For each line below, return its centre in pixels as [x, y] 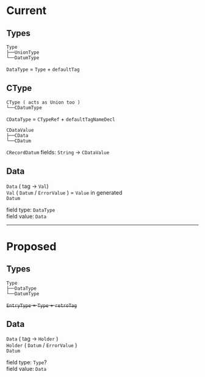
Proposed [31, 246]
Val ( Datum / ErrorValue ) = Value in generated [64, 192]
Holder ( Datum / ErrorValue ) [42, 345]
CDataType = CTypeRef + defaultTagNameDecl [61, 119]
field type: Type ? [27, 362]
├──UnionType [23, 52]
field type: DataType [31, 210]
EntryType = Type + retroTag [42, 305]
